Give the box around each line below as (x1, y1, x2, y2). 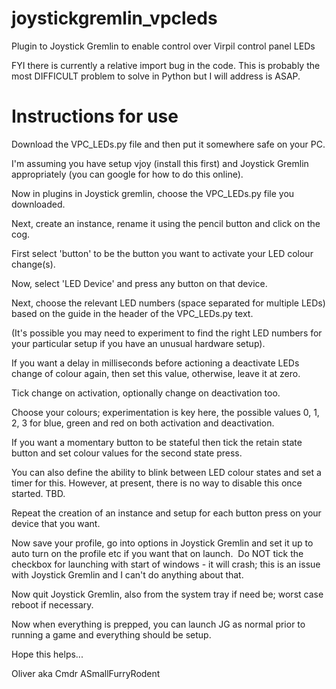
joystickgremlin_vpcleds (11, 7, 218, 30)
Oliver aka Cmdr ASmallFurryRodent (11, 667, 161, 679)
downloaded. (11, 198, 66, 210)
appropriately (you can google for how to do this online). (11, 168, 244, 180)
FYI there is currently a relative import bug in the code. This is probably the (11, 59, 321, 71)
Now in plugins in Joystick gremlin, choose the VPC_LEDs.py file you (11, 187, 295, 199)
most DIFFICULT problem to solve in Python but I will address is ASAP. (11, 70, 301, 82)
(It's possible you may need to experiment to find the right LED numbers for (11, 327, 323, 339)
